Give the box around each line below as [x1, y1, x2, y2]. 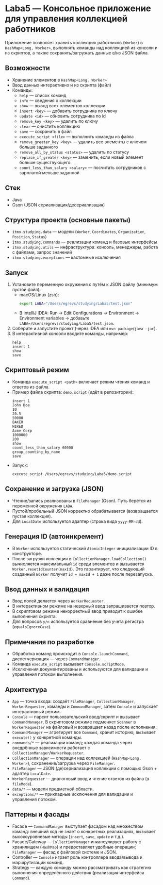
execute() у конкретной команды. [12, 734, 82, 740]
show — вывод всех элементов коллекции [19, 102, 106, 108]
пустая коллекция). [12, 513, 52, 519]
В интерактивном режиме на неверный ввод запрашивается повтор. [12, 603, 155, 609]
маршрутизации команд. [12, 859, 64, 865]
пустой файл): [12, 287, 41, 293]
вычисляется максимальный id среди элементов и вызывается [12, 561, 145, 567]
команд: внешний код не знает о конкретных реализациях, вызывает [12, 828, 156, 834]
